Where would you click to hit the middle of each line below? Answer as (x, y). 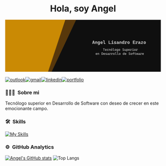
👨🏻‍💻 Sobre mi (22, 92)
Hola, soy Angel (83, 9)
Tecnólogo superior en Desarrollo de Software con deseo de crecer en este (82, 103)
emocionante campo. (27, 109)
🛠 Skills (16, 121)
